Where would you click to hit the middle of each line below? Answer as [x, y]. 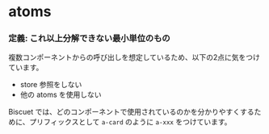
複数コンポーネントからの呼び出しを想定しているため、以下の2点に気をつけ [134, 57]
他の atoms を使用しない [61, 94]
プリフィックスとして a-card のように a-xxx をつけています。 [130, 122]
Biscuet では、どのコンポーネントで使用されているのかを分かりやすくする [131, 112]
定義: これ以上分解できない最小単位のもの [90, 39]
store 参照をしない [51, 85]
